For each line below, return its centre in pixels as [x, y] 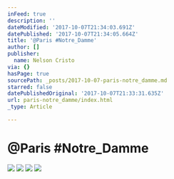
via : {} [19, 67]
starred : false [30, 87]
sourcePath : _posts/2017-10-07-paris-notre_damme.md [87, 80]
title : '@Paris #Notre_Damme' [52, 41]
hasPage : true [29, 73]
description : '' [31, 21]
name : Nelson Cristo [44, 61]
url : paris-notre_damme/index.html [60, 101]
